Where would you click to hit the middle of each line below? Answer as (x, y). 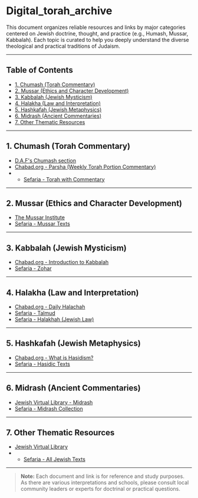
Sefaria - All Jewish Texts (54, 460)
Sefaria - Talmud (35, 313)
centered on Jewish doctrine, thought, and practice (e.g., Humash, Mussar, (97, 33)
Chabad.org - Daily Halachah (50, 307)
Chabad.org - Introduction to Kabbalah (62, 262)
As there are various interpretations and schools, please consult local (105, 483)
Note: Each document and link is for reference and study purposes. (102, 476)
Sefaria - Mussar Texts (42, 224)
